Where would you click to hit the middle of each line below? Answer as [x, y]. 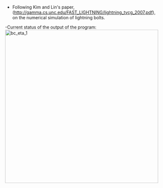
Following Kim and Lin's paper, [43, 7]
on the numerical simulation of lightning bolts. [59, 18]
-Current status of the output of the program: [51, 27]
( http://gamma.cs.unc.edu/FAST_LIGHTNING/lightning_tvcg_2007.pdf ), [84, 12]
